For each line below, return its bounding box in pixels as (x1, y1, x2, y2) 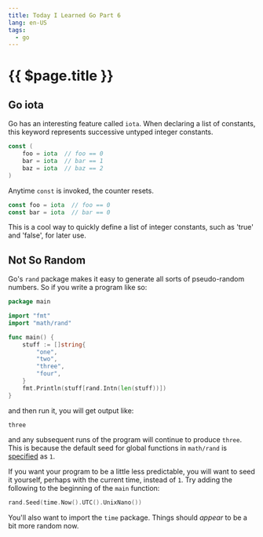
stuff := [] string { (22, 340, 86, 349)
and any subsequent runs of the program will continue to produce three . (8, 434, 242, 444)
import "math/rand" (8, 319, 72, 327)
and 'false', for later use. (8, 230, 86, 240)
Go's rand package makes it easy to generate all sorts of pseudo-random (8, 274, 245, 284)
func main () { (8, 333, 55, 341)
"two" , (36, 355, 58, 363)
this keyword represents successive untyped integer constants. (8, 127, 214, 137)
